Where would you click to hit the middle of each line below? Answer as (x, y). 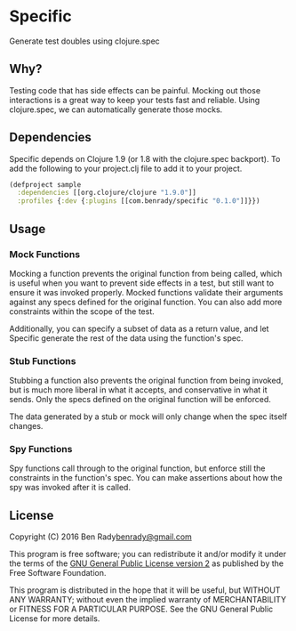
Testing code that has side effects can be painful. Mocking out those (135, 90)
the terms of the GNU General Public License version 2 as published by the (147, 563)
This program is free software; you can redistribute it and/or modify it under (148, 554)
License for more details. (55, 619)
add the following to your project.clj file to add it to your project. (126, 168)
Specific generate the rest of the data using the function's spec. (126, 338)
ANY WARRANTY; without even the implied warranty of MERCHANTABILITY (148, 600)
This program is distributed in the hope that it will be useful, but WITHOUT (145, 590)
